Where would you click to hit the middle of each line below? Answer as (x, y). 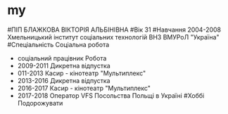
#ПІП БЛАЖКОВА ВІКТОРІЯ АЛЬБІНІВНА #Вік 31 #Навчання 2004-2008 (114, 30)
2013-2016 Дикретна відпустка (64, 80)
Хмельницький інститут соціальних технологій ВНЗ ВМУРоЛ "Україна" (113, 37)
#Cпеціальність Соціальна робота (58, 44)
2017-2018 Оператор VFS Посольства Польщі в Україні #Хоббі (111, 95)
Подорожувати (40, 103)
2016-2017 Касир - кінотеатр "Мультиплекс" (84, 88)
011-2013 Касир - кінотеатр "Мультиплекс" (82, 73)
